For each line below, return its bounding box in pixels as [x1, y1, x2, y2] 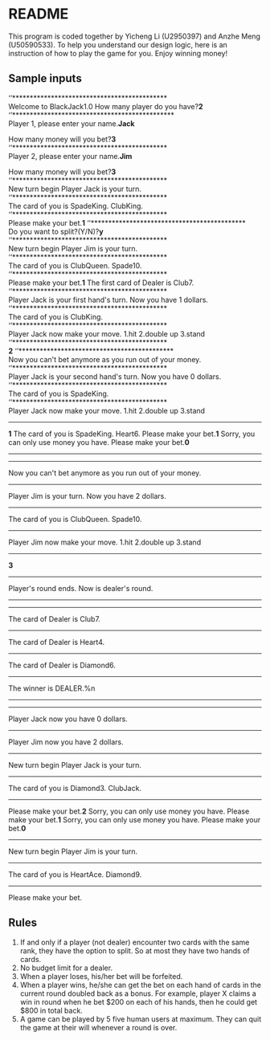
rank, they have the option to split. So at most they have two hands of [19, 945, 251, 956]
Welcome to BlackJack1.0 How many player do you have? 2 [8, 101, 203, 111]
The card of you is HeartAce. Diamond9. [8, 869, 142, 879]
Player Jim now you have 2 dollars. [8, 736, 124, 747]
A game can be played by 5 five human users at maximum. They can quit [19, 1013, 262, 1024]
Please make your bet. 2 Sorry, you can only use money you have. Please [8, 806, 250, 816]
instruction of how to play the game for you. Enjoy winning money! [8, 48, 227, 58]
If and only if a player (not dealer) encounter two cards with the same [19, 937, 250, 947]
